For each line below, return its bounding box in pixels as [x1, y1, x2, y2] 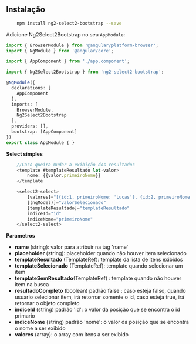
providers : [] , [11, 123, 49, 129]
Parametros [6, 232, 35, 239]
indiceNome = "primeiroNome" [27, 216, 93, 222]
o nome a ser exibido [14, 325, 66, 332]
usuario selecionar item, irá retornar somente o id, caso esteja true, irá [14, 293, 185, 300]
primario [14, 312, 35, 319]
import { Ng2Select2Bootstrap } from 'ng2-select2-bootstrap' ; [6, 69, 164, 75]
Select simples [6, 150, 43, 158]
